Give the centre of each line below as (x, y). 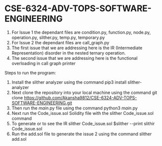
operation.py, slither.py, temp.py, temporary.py (58, 37)
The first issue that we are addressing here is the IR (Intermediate (77, 48)
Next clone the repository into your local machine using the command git (84, 92)
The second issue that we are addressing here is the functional (74, 58)
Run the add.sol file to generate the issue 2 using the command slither (81, 134)
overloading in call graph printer (44, 63)
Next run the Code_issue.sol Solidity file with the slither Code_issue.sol (82, 113)
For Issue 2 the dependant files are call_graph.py (60, 42)
